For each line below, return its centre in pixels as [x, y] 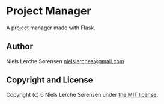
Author [20, 47]
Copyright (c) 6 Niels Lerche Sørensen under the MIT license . [82, 94]
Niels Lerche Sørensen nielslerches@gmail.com [65, 61]
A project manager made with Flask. [51, 28]
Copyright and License [50, 80]
